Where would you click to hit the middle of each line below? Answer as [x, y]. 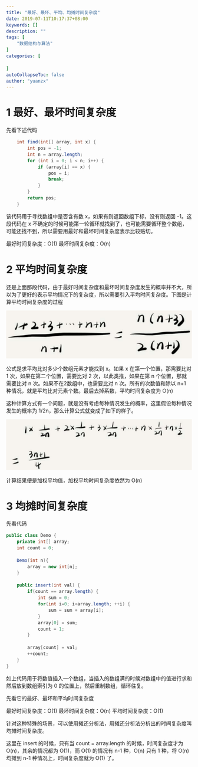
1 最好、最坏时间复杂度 [61, 113]
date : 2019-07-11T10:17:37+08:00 [47, 19]
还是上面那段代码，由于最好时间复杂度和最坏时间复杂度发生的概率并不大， [96, 287]
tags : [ [16, 37]
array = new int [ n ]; [52, 566]
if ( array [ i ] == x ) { [64, 167]
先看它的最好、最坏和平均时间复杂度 [50, 698]
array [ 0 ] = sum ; [57, 622]
